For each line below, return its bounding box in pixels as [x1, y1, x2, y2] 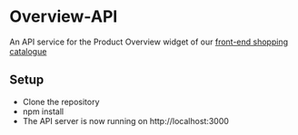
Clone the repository [22, 96, 100, 107]
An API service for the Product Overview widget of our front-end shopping [9, 36, 289, 47]
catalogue [9, 45, 47, 56]
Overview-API [9, 6, 118, 27]
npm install [22, 106, 65, 117]
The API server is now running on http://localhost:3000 [22, 115, 230, 126]
